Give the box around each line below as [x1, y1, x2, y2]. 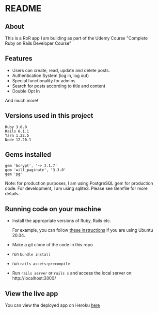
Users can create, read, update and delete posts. [12, 67, 110, 73]
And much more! [5, 97, 39, 103]
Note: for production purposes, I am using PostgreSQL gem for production [5, 181, 154, 186]
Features [5, 55, 32, 63]
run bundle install [12, 251, 51, 257]
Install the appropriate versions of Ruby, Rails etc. [12, 218, 111, 224]
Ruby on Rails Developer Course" [5, 40, 72, 46]
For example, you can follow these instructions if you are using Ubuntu [12, 227, 154, 233]
